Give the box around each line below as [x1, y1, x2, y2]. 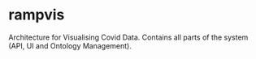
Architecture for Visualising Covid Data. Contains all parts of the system [8, 32, 249, 42]
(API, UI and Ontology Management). [8, 40, 132, 50]
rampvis [8, 6, 65, 24]
